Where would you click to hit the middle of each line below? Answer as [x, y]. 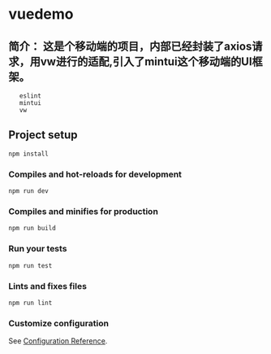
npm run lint [30, 303]
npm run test [30, 265]
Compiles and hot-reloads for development [95, 174]
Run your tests [38, 249]
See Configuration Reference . [58, 341]
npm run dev [28, 191]
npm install [28, 154]
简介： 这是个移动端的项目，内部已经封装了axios [130, 46]
